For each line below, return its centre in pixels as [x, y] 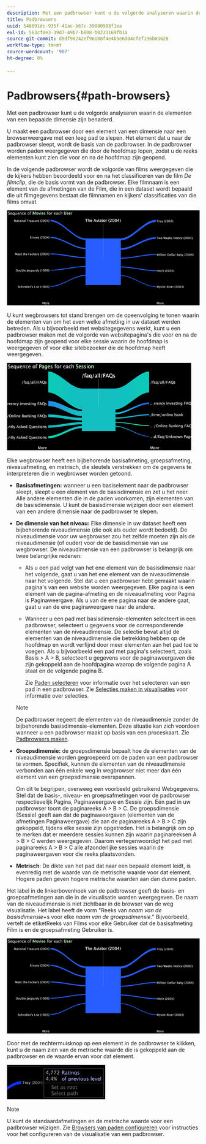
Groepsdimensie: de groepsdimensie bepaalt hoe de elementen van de [106, 750]
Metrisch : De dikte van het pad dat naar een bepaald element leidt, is [103, 866]
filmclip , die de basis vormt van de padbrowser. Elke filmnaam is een [93, 182]
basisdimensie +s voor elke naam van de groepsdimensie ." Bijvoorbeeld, [98, 917]
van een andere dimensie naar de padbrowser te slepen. [87, 511]
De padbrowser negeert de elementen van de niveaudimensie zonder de [107, 719]
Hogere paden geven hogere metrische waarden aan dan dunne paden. [106, 879]
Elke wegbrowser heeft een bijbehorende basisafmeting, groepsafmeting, [99, 460]
